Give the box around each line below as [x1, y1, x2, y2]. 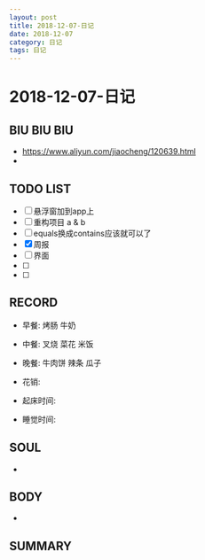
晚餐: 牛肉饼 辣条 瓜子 [21, 357, 102, 368]
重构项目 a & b [33, 216, 86, 227]
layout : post [9, 12, 58, 22]
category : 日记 [9, 37, 63, 47]
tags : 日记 [9, 46, 47, 55]
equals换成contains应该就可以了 [33, 228, 152, 238]
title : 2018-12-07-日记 [9, 21, 95, 30]
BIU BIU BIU [9, 122, 74, 137]
